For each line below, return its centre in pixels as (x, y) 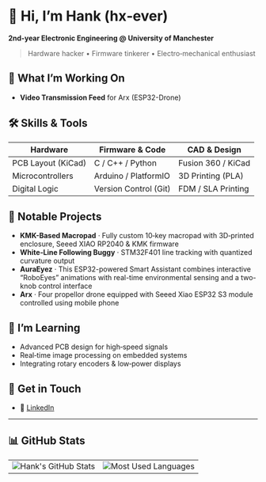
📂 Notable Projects (55, 216)
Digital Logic (36, 188)
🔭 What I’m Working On (66, 78)
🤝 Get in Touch (45, 388)
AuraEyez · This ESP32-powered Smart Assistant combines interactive (135, 269)
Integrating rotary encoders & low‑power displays (100, 364)
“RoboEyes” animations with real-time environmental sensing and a (129, 278)
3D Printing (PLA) (211, 176)
